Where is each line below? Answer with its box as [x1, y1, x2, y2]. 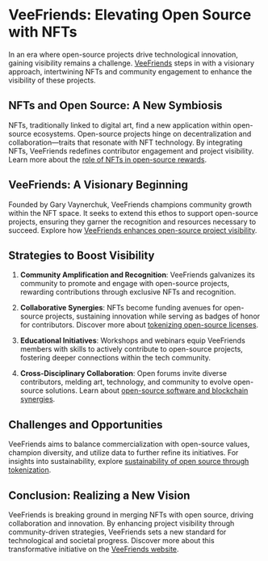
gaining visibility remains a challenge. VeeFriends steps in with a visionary [8, 58, 255, 68]
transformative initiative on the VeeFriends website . [8, 544, 179, 554]
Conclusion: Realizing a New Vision [8, 488, 191, 502]
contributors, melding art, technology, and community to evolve [19, 378, 232, 387]
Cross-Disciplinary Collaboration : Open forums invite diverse [19, 369, 228, 378]
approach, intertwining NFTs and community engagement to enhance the [8, 66, 253, 76]
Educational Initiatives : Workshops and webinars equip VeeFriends [19, 335, 246, 345]
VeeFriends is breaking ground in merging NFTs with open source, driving [8, 510, 254, 519]
